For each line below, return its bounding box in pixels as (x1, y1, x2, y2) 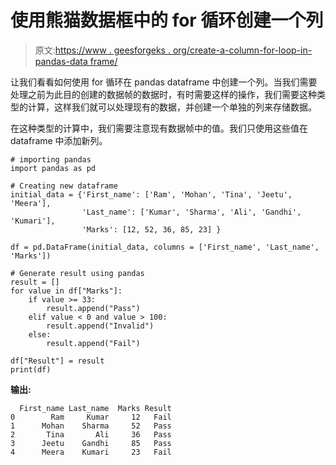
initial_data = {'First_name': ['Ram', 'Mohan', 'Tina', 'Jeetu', (10, 189, 293, 200)
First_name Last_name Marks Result (19, 403, 172, 413)
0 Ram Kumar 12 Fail (10, 412, 172, 422)
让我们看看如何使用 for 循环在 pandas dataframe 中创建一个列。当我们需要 (10, 76, 318, 88)
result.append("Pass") (46, 303, 141, 313)
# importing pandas (10, 154, 92, 165)
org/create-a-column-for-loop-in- (172, 44, 313, 56)
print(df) (10, 364, 52, 375)
